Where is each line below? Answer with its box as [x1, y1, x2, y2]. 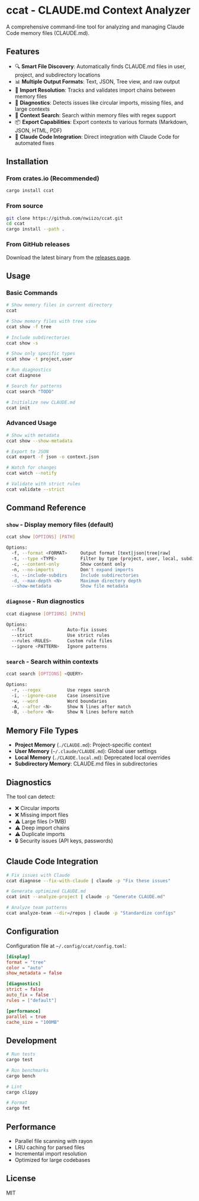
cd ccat [6, 220, 25, 227]
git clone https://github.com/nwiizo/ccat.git [6, 215, 123, 221]
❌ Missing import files [14, 811, 69, 818]
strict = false [6, 987, 44, 992]
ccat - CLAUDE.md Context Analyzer [6, 4, 191, 17]
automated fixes [14, 139, 54, 146]
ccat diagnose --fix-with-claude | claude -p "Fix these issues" [6, 877, 171, 883]
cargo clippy [6, 1089, 38, 1095]
